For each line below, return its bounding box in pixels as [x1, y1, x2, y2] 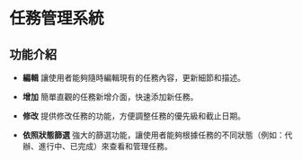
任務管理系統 [9, 8, 105, 29]
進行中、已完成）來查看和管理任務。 [38, 141, 173, 151]
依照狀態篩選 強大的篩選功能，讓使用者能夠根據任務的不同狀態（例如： [22, 129, 285, 140]
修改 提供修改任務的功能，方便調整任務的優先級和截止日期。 [22, 111, 245, 121]
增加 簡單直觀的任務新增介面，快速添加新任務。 [22, 92, 199, 102]
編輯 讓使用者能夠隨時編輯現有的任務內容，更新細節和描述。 [22, 73, 245, 83]
